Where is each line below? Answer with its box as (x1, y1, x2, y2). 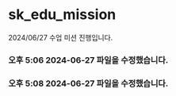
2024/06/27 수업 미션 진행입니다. (8, 33, 113, 42)
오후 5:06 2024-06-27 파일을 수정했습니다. (8, 54, 169, 65)
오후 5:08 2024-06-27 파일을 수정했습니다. (8, 78, 169, 89)
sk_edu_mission (8, 6, 117, 24)
